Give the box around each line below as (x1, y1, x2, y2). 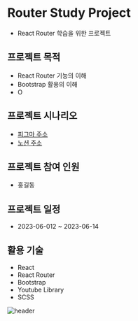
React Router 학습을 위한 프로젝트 (17, 29, 111, 37)
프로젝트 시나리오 (7, 110, 78, 122)
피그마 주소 (17, 129, 48, 138)
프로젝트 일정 (7, 203, 61, 215)
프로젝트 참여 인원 (7, 161, 80, 173)
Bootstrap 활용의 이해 (17, 80, 78, 88)
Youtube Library (17, 285, 64, 294)
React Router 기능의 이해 (17, 71, 87, 80)
